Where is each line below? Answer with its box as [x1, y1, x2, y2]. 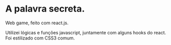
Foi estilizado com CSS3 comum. [5, 35, 75, 41]
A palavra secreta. [5, 3, 85, 15]
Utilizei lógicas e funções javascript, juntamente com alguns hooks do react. [5, 29, 166, 35]
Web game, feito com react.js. [5, 20, 69, 26]
